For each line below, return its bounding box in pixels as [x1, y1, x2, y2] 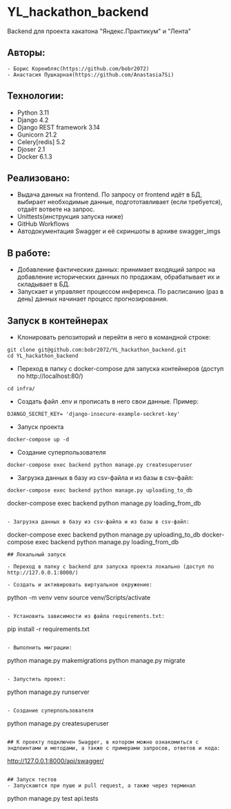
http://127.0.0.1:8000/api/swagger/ [7, 757, 105, 765]
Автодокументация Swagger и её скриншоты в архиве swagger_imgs [17, 227, 221, 235]
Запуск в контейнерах [7, 314, 109, 326]
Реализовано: [7, 172, 70, 183]
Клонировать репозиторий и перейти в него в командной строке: [17, 333, 211, 341]
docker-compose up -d [7, 436, 70, 443]
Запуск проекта [17, 423, 64, 431]
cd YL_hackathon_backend [7, 352, 79, 359]
